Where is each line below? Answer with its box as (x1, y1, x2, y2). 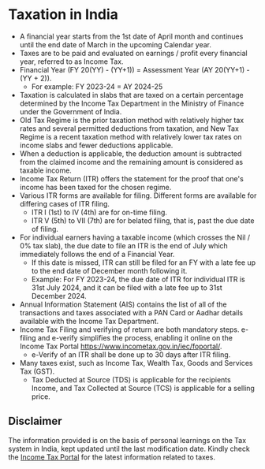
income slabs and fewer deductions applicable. (19, 140, 174, 150)
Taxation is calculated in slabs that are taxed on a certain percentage (19, 90, 244, 99)
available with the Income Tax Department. (19, 316, 159, 326)
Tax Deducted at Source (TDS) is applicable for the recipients (31, 374, 231, 384)
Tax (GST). (19, 367, 55, 376)
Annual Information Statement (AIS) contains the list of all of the (19, 300, 227, 309)
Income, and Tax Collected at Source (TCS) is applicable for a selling (31, 383, 255, 393)
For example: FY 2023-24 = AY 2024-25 (31, 81, 163, 91)
